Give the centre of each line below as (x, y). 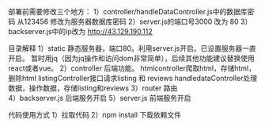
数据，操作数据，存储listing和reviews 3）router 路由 (93, 88)
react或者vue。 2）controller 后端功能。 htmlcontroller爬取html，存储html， (132, 68)
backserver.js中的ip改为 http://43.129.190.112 (80, 31)
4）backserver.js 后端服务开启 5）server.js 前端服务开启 (100, 98)
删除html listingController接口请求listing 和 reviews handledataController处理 (132, 78)
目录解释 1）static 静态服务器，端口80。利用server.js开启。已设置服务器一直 (132, 48)
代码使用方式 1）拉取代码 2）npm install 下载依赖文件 (95, 115)
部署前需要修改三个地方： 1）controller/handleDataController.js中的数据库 (128, 12)
